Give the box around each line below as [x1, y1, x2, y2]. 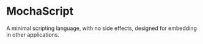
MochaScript [6, 4, 74, 18]
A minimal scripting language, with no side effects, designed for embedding [6, 24, 197, 32]
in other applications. [6, 31, 60, 38]
